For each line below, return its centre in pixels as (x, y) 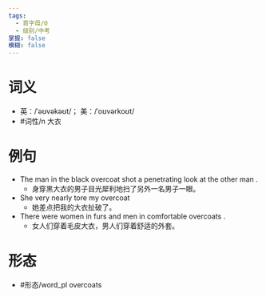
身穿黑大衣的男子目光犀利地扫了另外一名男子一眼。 (116, 189)
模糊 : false (27, 46)
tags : (17, 16)
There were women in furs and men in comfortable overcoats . (123, 216)
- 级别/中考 (33, 30)
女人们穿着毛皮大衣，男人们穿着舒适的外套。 (105, 226)
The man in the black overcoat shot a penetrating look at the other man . (139, 179)
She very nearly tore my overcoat (75, 198)
